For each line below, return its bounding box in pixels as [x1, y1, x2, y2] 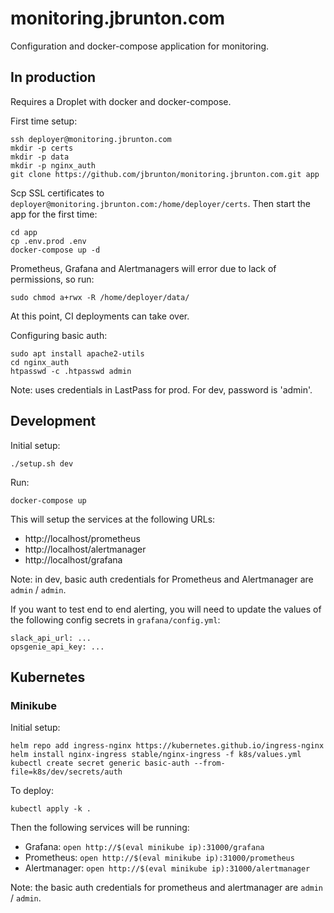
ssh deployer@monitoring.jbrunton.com [10, 134, 172, 144]
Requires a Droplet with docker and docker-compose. [10, 95, 232, 107]
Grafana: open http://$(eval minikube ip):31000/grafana [24, 841, 265, 853]
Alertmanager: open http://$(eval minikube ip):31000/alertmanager [24, 862, 311, 874]
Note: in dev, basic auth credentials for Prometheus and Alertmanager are [10, 573, 314, 585]
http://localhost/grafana [24, 553, 123, 566]
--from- [193, 758, 226, 769]
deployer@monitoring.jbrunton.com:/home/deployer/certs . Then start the [10, 197, 312, 209]
